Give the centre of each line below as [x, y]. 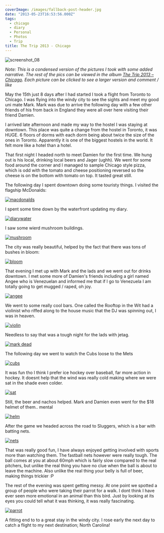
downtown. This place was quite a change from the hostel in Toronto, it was [81, 129]
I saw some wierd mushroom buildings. [44, 228]
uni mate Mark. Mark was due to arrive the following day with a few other [79, 104]
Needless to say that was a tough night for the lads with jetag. [67, 334]
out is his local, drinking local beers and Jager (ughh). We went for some [78, 160]
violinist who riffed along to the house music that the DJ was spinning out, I [81, 310]
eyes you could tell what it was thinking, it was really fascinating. [70, 501]
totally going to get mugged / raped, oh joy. [49, 287]
